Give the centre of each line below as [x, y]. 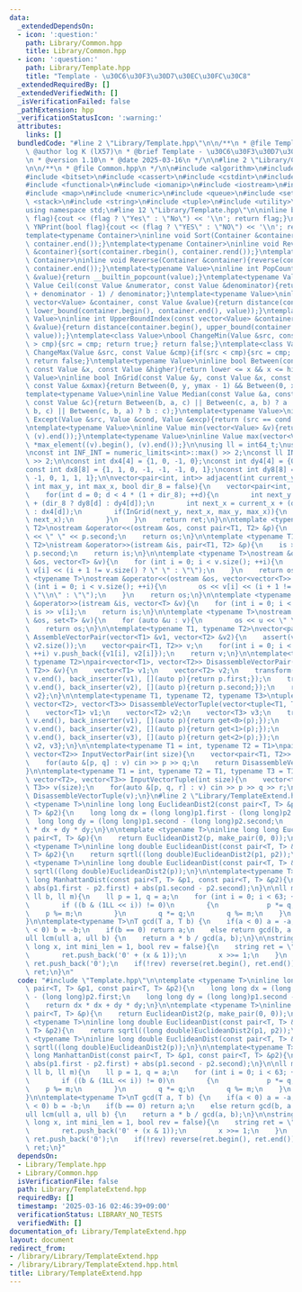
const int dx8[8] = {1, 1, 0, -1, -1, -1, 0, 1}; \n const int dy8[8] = [160, 470]
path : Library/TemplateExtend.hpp [82, 1189]
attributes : [40, 127]
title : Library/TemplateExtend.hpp [76, 1274]
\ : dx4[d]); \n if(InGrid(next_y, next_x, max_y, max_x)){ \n [156, 511]
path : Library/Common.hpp [74, 43]
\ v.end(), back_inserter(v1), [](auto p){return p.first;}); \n [148, 679]
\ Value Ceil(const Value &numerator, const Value [122, 285]
